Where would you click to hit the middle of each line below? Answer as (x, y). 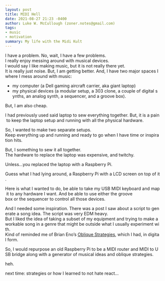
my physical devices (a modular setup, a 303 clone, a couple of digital (83, 91)
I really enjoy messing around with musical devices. (57, 60)
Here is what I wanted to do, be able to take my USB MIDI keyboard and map (82, 188)
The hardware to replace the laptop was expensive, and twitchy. (70, 155)
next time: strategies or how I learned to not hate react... (62, 273)
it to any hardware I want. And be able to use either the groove (69, 193)
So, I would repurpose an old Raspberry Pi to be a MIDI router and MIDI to (80, 249)
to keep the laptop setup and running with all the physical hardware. (75, 120)
